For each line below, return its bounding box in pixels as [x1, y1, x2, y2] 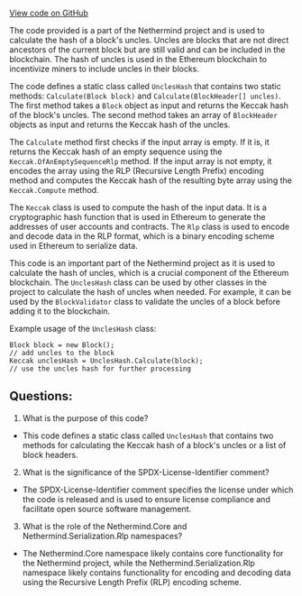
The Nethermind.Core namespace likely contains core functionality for [22, 547, 284, 558]
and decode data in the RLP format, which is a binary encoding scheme [9, 231, 275, 242]
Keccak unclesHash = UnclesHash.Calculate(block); [9, 356, 204, 365]
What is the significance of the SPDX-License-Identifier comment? [22, 466, 270, 477]
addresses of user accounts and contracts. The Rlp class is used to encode [9, 221, 290, 232]
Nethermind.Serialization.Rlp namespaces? [22, 530, 183, 541]
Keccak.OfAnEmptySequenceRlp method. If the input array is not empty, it [9, 156, 272, 166]
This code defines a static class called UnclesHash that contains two [22, 430, 274, 441]
